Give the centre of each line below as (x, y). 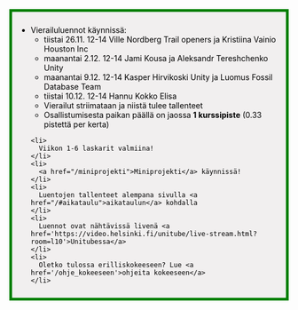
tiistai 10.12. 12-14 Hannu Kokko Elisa (110, 96)
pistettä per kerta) (77, 124)
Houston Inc (66, 49)
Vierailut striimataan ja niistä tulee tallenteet (124, 105)
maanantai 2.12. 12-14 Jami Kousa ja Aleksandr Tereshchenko (156, 58)
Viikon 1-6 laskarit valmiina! (96, 148)
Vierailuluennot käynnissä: (78, 30)
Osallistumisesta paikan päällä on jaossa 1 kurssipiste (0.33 (153, 115)
